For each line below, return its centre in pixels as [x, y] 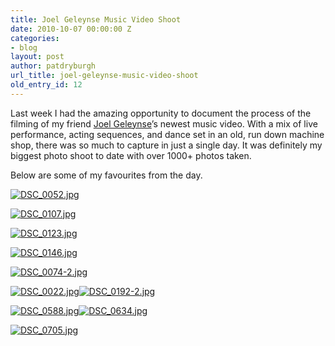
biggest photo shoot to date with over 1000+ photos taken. [131, 155]
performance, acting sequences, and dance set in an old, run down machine [167, 134]
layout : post [37, 57]
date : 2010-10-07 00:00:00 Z [71, 29]
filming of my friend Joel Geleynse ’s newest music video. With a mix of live [164, 123]
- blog [24, 47]
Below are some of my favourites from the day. [106, 175]
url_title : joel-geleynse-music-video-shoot [104, 76]
